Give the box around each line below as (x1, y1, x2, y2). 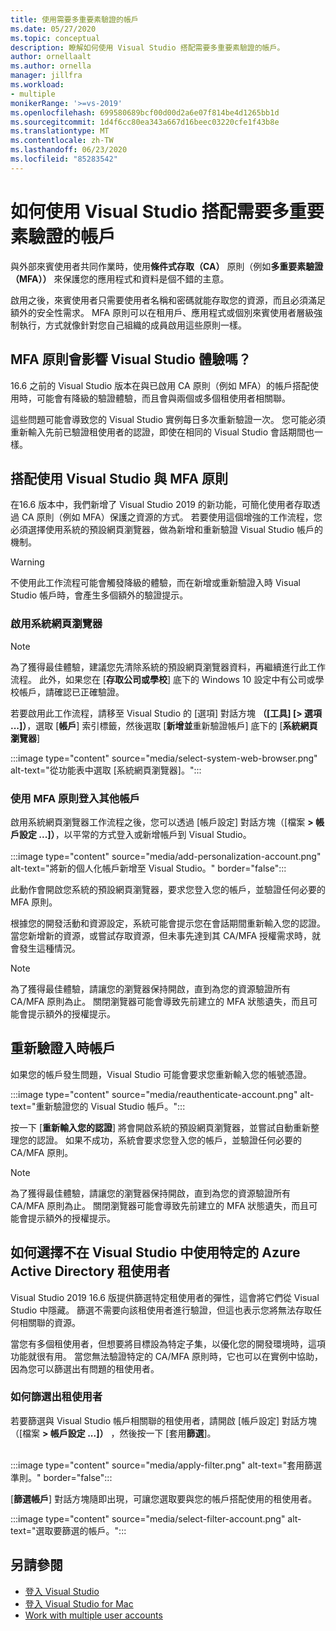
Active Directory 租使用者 (10, 1263, 171, 1280)
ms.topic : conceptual (10, 33, 101, 43)
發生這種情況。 (18, 942, 81, 954)
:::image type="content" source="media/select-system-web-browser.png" (10, 752, 318, 764)
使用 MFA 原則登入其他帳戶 (10, 791, 140, 805)
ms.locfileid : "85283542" (10, 154, 118, 164)
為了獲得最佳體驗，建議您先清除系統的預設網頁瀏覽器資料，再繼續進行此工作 (10, 661, 326, 673)
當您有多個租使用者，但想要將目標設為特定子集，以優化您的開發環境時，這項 (10, 1337, 326, 1350)
